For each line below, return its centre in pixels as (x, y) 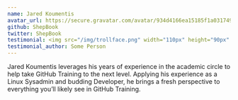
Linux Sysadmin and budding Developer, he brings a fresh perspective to (114, 81)
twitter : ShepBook (34, 33)
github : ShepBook (33, 27)
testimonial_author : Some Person (57, 46)
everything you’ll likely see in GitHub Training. (74, 89)
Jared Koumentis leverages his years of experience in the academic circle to (119, 67)
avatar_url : (25, 20)
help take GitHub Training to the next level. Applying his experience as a (112, 74)
